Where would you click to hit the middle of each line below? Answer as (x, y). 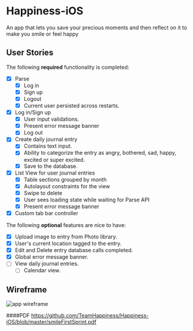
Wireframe (27, 289)
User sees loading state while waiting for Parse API (87, 200)
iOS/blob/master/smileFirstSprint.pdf (51, 322)
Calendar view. (42, 271)
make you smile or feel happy (42, 33)
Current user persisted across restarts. (71, 105)
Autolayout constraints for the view (67, 186)
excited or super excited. (54, 160)
